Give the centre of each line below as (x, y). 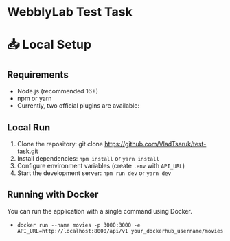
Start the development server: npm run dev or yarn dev (94, 173)
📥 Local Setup (49, 45)
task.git (27, 151)
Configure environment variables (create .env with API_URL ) (101, 166)
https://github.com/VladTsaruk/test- (155, 144)
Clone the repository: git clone (60, 144)
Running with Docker (53, 195)
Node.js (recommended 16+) (57, 91)
